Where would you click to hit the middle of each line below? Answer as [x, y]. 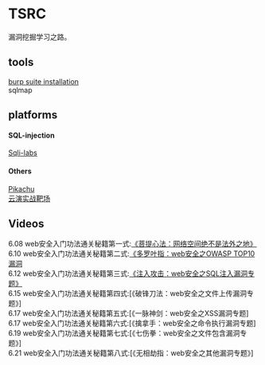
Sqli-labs [23, 153]
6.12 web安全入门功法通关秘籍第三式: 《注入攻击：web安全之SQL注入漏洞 [128, 274]
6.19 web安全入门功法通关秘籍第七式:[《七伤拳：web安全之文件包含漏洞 [124, 333]
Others [20, 171]
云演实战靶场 [29, 198]
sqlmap [21, 90]
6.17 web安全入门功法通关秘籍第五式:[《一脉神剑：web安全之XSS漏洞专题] [129, 313]
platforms [33, 115]
